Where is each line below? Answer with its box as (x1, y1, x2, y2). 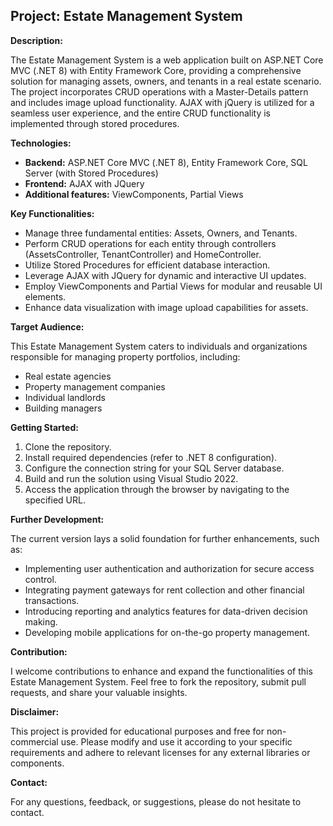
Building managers (24, 402, 103, 414)
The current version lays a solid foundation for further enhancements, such (10, 532, 320, 544)
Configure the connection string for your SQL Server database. (24, 462, 285, 474)
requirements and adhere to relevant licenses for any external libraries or (10, 746, 311, 758)
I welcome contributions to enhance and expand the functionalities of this (10, 665, 313, 677)
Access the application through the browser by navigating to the (24, 483, 290, 495)
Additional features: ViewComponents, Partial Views (24, 188, 244, 200)
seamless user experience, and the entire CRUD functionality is (10, 107, 271, 119)
